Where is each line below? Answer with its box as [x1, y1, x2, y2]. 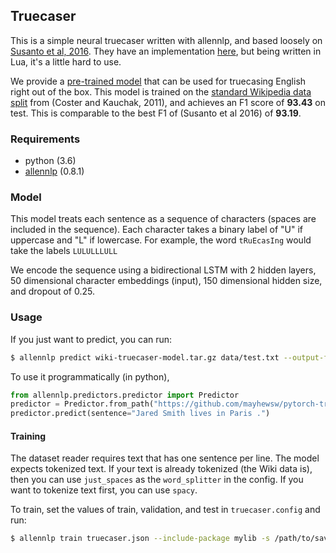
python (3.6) [24, 155, 77, 167]
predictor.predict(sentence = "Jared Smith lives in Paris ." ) [10, 409, 271, 419]
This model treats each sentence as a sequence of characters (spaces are [10, 213, 317, 225]
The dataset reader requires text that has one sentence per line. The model [10, 452, 320, 464]
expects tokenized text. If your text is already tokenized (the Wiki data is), [10, 463, 313, 475]
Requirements [10, 132, 81, 146]
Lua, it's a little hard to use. [10, 55, 122, 68]
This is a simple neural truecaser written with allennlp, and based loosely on [10, 34, 323, 46]
